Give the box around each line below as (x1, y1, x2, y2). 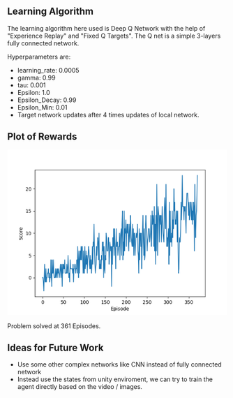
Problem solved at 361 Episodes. (7, 321, 101, 330)
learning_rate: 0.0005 (17, 66, 80, 74)
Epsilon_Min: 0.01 (17, 103, 68, 111)
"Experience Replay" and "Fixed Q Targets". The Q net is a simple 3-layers (7, 31, 221, 40)
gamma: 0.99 (17, 73, 56, 82)
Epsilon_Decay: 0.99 (17, 96, 77, 104)
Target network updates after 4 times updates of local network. (17, 110, 200, 119)
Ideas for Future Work (7, 342, 104, 354)
